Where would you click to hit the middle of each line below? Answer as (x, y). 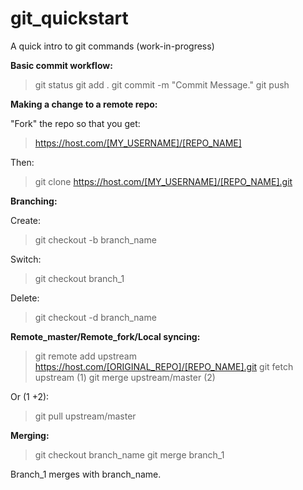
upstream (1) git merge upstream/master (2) (125, 377)
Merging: (30, 435)
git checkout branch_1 (79, 278)
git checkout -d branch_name (95, 317)
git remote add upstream (85, 356)
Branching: (34, 201)
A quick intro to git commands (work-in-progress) (112, 46)
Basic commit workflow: (61, 65)
